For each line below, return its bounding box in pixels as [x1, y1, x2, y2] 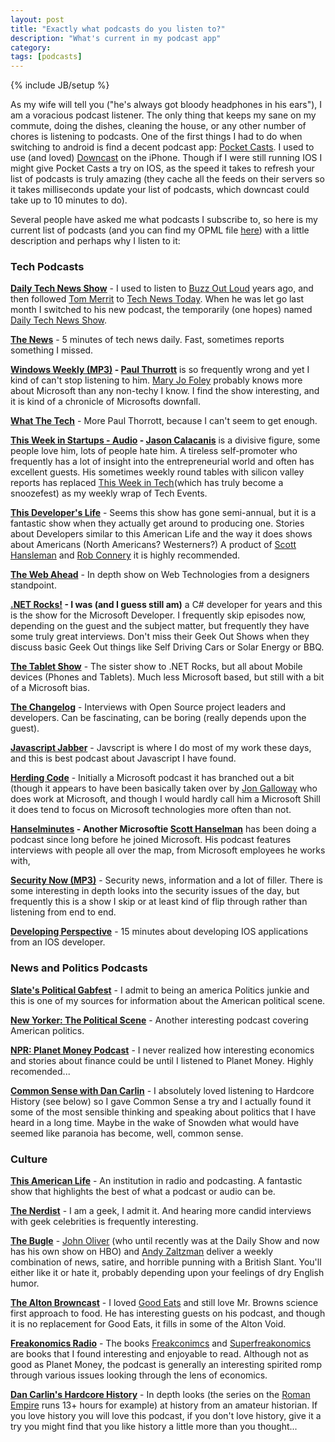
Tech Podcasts [10, 260, 85, 274]
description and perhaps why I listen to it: [10, 235, 181, 247]
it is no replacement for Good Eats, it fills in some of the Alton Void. [10, 1318, 287, 1330]
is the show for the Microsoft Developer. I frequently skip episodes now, [10, 609, 307, 621]
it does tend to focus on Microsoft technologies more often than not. [10, 804, 292, 816]
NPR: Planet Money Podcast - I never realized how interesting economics [10, 1044, 315, 1056]
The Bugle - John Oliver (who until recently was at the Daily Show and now [10, 1235, 320, 1247]
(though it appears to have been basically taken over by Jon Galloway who [10, 782, 318, 795]
